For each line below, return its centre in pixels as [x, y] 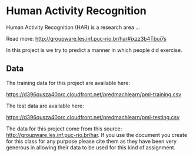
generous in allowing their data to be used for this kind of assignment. [91, 147]
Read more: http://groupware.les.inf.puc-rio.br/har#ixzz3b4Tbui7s [86, 38]
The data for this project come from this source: [64, 129]
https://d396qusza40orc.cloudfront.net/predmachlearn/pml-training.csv [94, 94]
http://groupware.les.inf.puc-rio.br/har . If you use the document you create [97, 135]
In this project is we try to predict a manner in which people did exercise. [94, 50]
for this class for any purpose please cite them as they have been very [91, 141]
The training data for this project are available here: [68, 83]
